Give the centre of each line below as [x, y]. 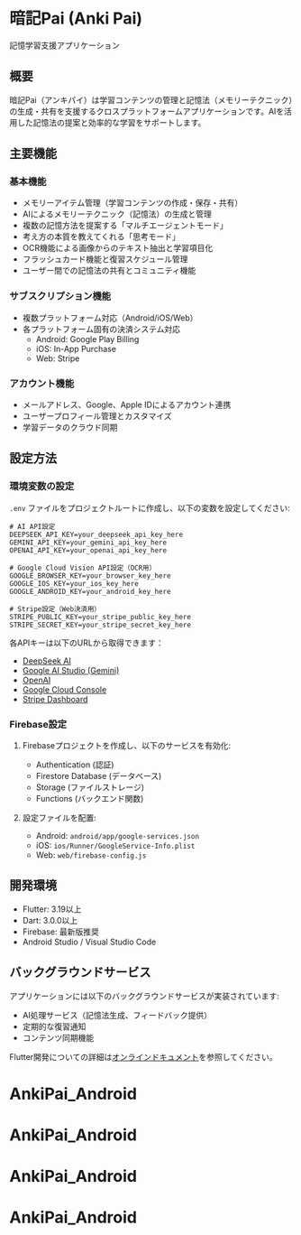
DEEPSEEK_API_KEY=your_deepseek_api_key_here [96, 534]
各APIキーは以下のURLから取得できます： [87, 643]
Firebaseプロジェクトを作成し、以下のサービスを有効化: [127, 746]
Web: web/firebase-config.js [91, 855]
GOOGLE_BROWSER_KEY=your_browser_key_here [90, 576]
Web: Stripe [58, 358]
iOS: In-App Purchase [76, 348]
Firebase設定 [38, 724]
